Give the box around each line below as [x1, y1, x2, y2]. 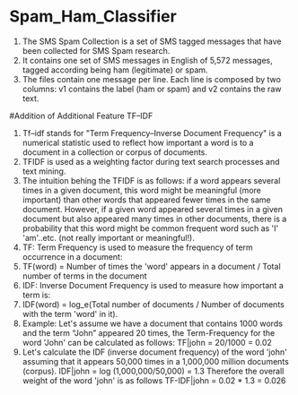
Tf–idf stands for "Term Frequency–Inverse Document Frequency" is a [22, 127, 283, 138]
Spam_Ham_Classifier [9, 6, 177, 27]
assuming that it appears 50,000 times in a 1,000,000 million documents [22, 356, 289, 366]
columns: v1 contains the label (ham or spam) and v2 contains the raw [22, 83, 282, 94]
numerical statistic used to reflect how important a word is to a [22, 137, 254, 148]
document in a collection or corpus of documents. [22, 146, 208, 158]
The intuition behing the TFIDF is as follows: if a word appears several [22, 175, 281, 185]
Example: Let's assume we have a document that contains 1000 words [22, 318, 283, 329]
